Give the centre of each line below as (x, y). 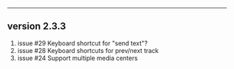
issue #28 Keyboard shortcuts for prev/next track (88, 50)
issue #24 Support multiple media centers (77, 58)
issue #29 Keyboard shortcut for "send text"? (83, 43)
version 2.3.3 (37, 26)
